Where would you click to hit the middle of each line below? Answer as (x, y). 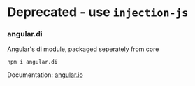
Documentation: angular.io (45, 75)
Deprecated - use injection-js (98, 12)
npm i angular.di (32, 62)
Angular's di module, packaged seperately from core (83, 49)
